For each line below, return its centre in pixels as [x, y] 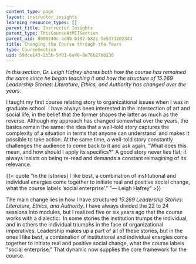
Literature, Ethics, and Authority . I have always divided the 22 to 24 [87, 205]
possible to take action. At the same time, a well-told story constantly [89, 139]
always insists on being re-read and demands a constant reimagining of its [96, 158]
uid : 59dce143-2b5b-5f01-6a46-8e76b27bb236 [60, 55]
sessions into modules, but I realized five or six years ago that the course [94, 212]
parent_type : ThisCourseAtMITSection [52, 33]
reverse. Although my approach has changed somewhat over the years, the [97, 120]
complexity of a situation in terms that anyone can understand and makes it [98, 133]
